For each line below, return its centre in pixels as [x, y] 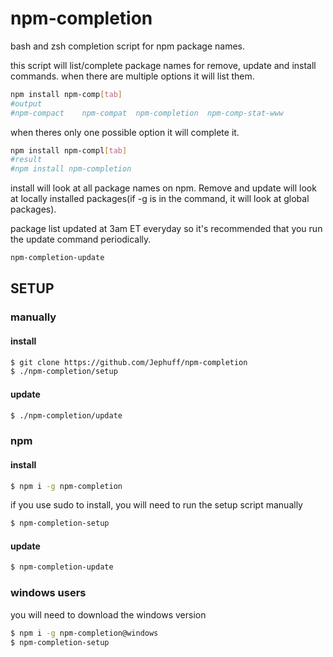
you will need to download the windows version [108, 614]
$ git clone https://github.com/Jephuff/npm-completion [129, 362]
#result [26, 160]
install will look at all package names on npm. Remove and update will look [163, 188]
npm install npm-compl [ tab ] [69, 150]
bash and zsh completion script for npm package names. [127, 46]
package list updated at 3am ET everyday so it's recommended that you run [166, 229]
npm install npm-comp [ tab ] [66, 94]
